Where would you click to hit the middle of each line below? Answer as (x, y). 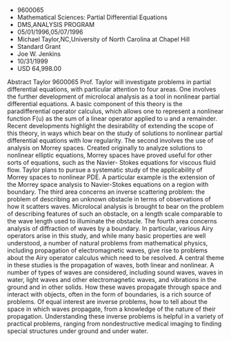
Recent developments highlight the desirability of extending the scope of (110, 126)
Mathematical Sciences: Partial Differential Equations (92, 17)
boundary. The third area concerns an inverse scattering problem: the (106, 192)
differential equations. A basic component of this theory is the (95, 104)
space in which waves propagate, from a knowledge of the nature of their (111, 309)
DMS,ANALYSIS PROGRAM (56, 24)
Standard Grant (39, 47)
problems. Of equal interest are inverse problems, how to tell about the (108, 302)
